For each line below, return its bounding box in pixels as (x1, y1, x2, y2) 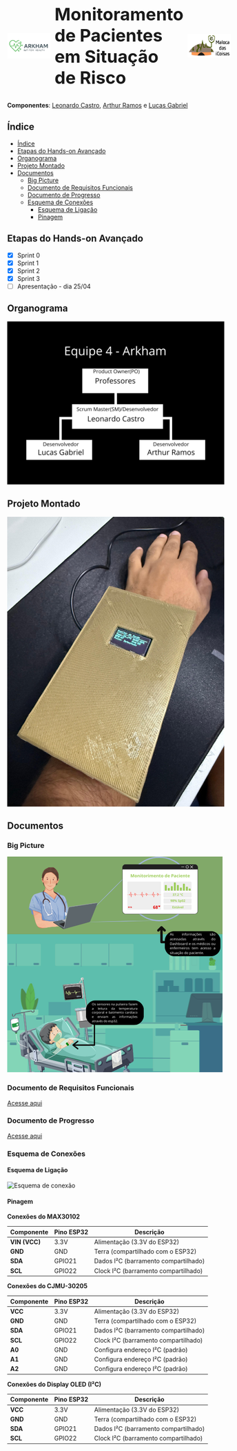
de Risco (54, 67, 127, 88)
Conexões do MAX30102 (7, 1212, 81, 1221)
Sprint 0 (17, 251, 40, 259)
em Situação (54, 46, 159, 68)
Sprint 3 (17, 274, 40, 282)
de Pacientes (54, 24, 163, 46)
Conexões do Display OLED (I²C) (7, 1380, 102, 1388)
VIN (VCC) (10, 1238, 41, 1246)
